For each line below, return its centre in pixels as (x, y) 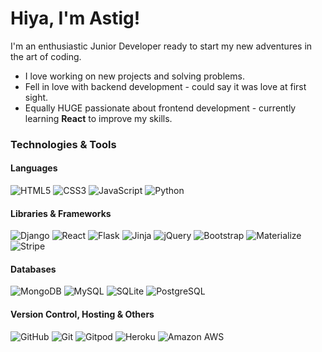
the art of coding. (46, 56)
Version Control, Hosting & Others (82, 314)
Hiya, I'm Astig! (75, 18)
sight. (36, 97)
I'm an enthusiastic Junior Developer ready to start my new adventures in (161, 46)
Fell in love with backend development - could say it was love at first (165, 86)
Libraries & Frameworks (61, 213)
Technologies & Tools (63, 144)
